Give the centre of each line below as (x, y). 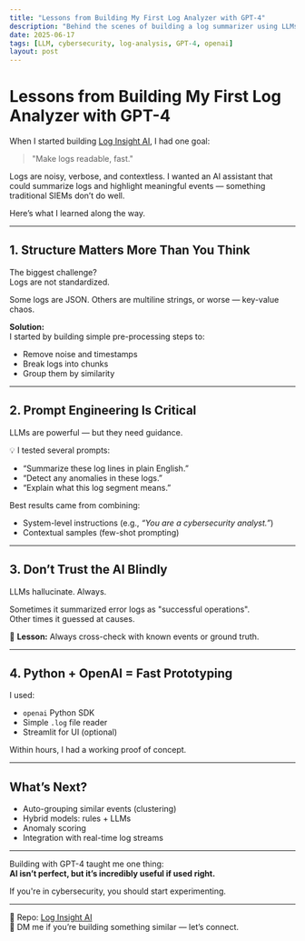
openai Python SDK (59, 713)
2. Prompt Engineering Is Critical (103, 410)
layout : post (34, 52)
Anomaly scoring (54, 828)
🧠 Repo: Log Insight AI (51, 917)
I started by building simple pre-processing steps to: (107, 336)
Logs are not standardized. (60, 282)
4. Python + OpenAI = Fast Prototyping (121, 673)
